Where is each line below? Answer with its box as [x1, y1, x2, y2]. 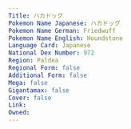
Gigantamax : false [8, 86, 69, 95]
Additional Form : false [8, 71, 88, 79]
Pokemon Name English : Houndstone [8, 34, 124, 42]
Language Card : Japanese [8, 42, 91, 50]
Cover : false [8, 94, 52, 102]
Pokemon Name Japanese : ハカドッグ [8, 19, 121, 27]
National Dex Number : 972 [8, 49, 94, 57]
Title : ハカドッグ [8, 11, 64, 20]
